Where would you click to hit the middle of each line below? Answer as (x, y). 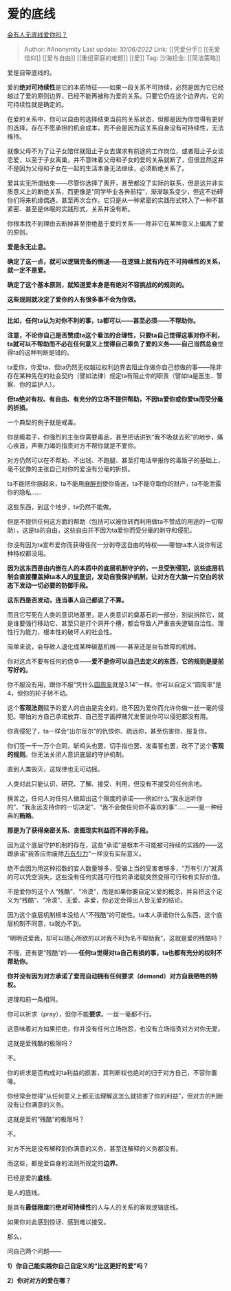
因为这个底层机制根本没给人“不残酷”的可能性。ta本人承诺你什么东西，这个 (112, 914)
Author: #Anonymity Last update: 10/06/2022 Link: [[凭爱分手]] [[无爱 (122, 49)
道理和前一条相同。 (34, 999)
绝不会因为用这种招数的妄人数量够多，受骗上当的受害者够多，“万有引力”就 (112, 868)
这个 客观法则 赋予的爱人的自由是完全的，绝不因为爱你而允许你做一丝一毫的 (112, 707)
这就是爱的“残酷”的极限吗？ (46, 1119)
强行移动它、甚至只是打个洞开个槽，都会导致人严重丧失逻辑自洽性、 (121, 623)
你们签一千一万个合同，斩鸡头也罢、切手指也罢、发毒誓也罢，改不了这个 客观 (115, 745)
